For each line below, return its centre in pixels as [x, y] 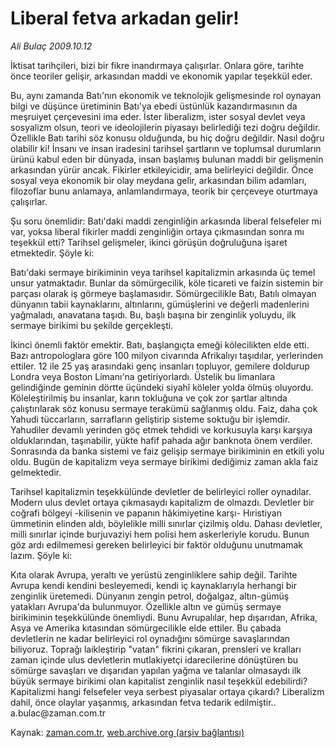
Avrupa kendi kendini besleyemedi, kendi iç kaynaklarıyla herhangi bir [153, 585]
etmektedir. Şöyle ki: [52, 253]
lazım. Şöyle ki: [41, 555]
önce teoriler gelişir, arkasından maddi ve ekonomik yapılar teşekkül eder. [161, 76]
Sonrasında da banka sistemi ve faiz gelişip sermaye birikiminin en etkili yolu [167, 451]
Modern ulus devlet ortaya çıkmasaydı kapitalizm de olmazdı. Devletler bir [162, 502]
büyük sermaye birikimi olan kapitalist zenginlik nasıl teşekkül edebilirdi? [159, 681]
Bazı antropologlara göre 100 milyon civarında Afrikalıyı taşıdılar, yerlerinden [167, 355]
